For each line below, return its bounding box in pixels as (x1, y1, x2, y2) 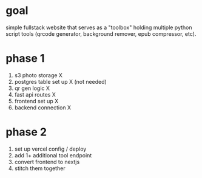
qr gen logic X (14, 84, 50, 92)
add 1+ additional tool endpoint (14, 151, 92, 159)
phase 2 (5, 125, 47, 139)
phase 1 (5, 52, 45, 66)
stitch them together (14, 165, 66, 172)
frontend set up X (14, 97, 59, 104)
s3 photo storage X (14, 71, 63, 79)
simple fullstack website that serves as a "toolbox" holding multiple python (5, 24, 192, 31)
